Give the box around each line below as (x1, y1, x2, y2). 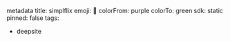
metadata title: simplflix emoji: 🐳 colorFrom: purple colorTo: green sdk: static (6, 7, 224, 14)
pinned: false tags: (6, 14, 59, 22)
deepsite (16, 28, 42, 35)
